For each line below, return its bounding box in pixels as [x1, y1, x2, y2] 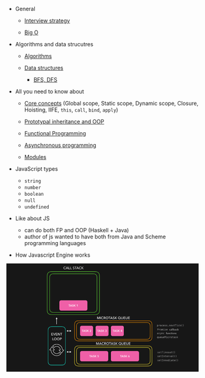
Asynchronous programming [24, 141, 96, 149]
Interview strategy [24, 17, 70, 24]
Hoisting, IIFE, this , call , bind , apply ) [24, 106, 118, 113]
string [24, 178, 41, 184]
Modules [24, 154, 47, 160]
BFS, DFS [33, 76, 58, 83]
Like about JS [15, 215, 50, 222]
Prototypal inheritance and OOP [24, 118, 105, 125]
